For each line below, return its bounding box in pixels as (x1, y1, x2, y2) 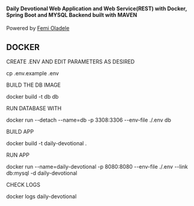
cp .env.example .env (6, 70, 59, 77)
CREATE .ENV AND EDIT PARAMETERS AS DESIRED (6, 58, 135, 66)
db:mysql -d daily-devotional (6, 169, 77, 177)
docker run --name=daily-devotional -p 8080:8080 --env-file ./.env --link (6, 163, 188, 170)
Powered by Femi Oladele (6, 25, 70, 32)
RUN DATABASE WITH (6, 105, 62, 112)
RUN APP (6, 151, 30, 159)
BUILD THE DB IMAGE (6, 81, 61, 89)
